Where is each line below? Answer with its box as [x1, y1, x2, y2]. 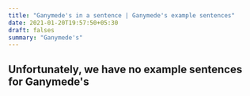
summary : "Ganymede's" [8, 33, 83, 42]
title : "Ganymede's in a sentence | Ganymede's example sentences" [8, 11, 236, 20]
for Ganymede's [8, 75, 89, 88]
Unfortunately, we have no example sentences [8, 62, 243, 76]
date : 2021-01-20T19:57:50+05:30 [8, 19, 119, 27]
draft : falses [8, 26, 55, 34]
